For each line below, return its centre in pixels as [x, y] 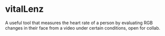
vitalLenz [24, 9]
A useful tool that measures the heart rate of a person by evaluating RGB [79, 23]
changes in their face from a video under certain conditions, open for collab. [83, 28]
